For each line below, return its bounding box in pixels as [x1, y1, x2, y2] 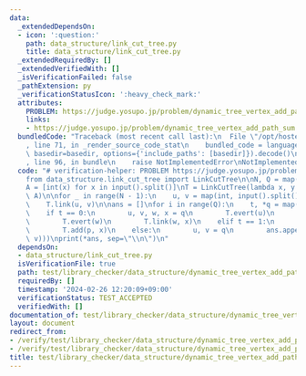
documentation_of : [9, 310, 79, 319]
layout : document [9, 319, 76, 329]
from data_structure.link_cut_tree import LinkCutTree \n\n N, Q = [25, 174, 280, 183]
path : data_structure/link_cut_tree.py [25, 38, 178, 48]
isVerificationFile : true [17, 259, 117, 269]
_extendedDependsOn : [17, 22, 96, 31]
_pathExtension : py [17, 81, 92, 90]
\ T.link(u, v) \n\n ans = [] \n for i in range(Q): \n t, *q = [25, 200, 280, 210]
